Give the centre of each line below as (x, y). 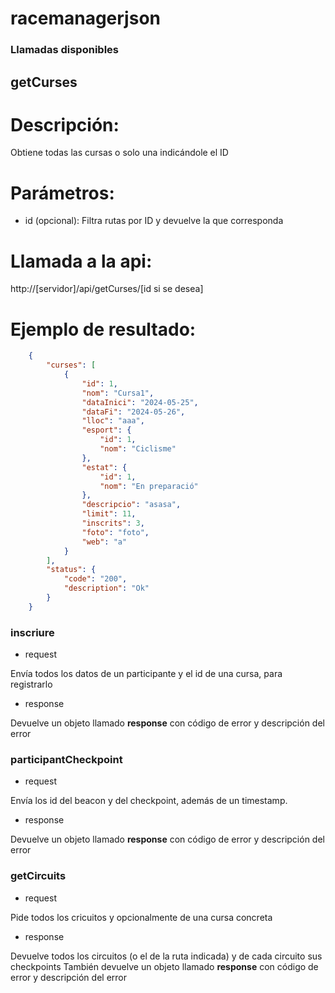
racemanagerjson (85, 18)
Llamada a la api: (81, 261)
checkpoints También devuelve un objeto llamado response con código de (164, 966)
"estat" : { (104, 467)
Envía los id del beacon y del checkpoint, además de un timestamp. (149, 801)
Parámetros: (62, 193)
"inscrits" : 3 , (113, 523)
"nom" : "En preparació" (149, 486)
